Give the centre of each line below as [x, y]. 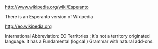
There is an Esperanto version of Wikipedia [49, 17]
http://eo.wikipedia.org [29, 26]
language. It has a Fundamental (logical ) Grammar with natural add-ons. [79, 41]
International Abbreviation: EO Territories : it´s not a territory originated [78, 36]
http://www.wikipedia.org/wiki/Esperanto [47, 7]
